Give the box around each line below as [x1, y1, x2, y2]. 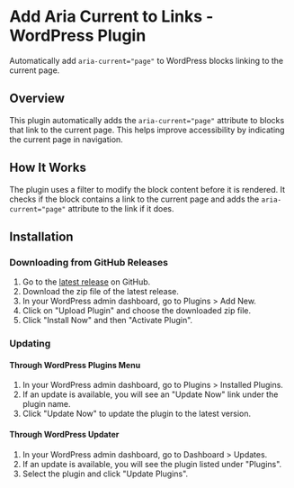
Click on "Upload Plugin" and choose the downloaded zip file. [22, 305, 252, 316]
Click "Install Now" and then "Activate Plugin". [22, 315, 193, 326]
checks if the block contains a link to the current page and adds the [9, 194, 260, 204]
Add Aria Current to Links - [9, 6, 214, 27]
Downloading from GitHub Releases [9, 256, 169, 268]
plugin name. [22, 399, 71, 410]
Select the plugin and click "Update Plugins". [22, 468, 189, 479]
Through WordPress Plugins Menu [9, 359, 141, 370]
